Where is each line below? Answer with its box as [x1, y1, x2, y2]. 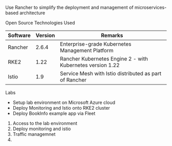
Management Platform [59, 47, 114, 54]
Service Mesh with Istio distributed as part [59, 70, 162, 77]
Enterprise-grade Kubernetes [59, 40, 132, 48]
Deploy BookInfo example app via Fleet [12, 110, 96, 116]
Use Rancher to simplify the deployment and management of [5, 5, 134, 10]
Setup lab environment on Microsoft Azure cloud [12, 99, 115, 106]
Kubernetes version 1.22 [59, 61, 120, 69]
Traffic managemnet [12, 131, 56, 137]
